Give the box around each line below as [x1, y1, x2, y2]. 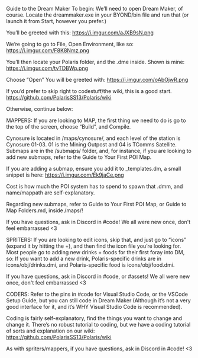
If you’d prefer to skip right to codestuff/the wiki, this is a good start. [6, 88, 172, 94]
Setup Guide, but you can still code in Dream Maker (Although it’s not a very [6, 297, 191, 304]
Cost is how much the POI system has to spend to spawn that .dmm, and [6, 183, 183, 190]
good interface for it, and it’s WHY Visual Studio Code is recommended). [6, 303, 183, 310]
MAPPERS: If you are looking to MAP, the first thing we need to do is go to [6, 117, 186, 124]
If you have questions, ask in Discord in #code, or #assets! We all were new [6, 273, 190, 280]
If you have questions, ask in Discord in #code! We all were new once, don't [6, 219, 191, 225]
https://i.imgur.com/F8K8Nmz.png [6, 47, 90, 54]
